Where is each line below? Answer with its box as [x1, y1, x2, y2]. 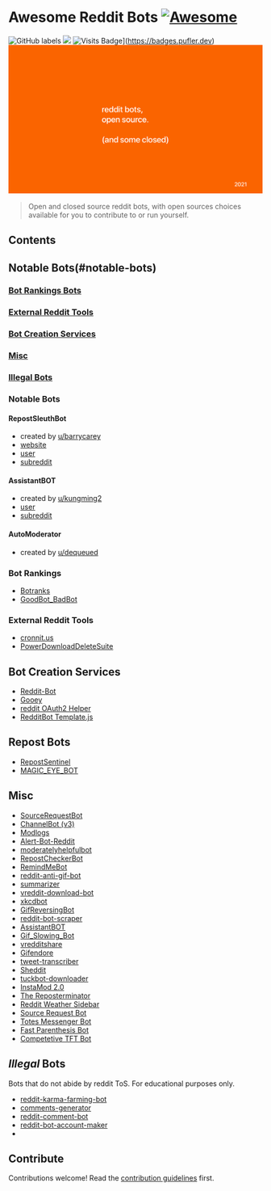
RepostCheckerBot [19, 853, 83, 863]
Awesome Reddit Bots [8, 8, 159, 27]
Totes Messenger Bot [19, 1016, 92, 1026]
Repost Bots [8, 735, 71, 749]
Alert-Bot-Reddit [19, 836, 75, 846]
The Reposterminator [19, 991, 91, 1000]
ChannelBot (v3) [19, 819, 75, 828]
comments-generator [19, 1103, 91, 1113]
